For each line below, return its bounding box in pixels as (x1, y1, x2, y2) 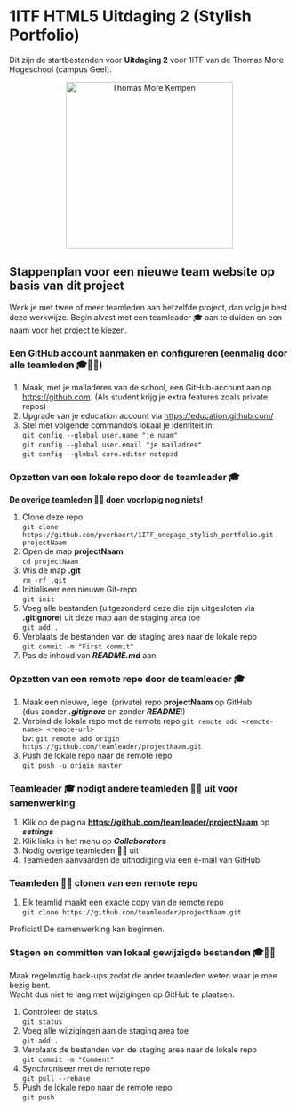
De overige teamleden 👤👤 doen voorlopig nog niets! (9, 495, 204, 505)
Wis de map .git (21, 565, 82, 576)
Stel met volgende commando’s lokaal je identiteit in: (21, 420, 215, 431)
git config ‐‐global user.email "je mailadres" (21, 440, 202, 450)
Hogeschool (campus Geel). (9, 64, 113, 75)
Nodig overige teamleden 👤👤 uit (21, 845, 140, 856)
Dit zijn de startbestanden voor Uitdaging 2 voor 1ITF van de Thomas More (9, 54, 285, 65)
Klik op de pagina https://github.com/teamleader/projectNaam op (21, 817, 270, 827)
